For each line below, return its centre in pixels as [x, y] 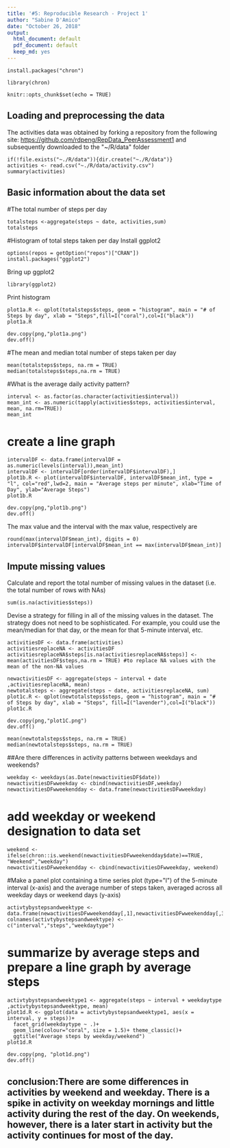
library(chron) [29, 82]
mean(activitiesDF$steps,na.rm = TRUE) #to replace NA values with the [111, 661]
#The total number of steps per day [57, 209]
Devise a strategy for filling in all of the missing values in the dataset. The [110, 616]
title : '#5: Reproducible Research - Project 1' [78, 13]
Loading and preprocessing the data [86, 116]
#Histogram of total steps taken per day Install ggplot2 [84, 240]
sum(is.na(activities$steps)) [50, 603]
